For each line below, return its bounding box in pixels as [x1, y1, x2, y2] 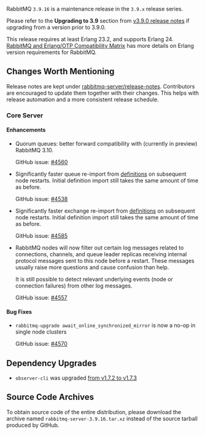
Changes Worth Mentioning [6, 66, 115, 77]
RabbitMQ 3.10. [15, 146, 54, 154]
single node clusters [15, 328, 67, 335]
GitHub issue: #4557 [15, 294, 68, 301]
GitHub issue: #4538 [15, 195, 68, 202]
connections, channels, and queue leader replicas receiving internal [15, 250, 187, 257]
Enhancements [6, 126, 46, 134]
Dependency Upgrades [6, 358, 97, 368]
